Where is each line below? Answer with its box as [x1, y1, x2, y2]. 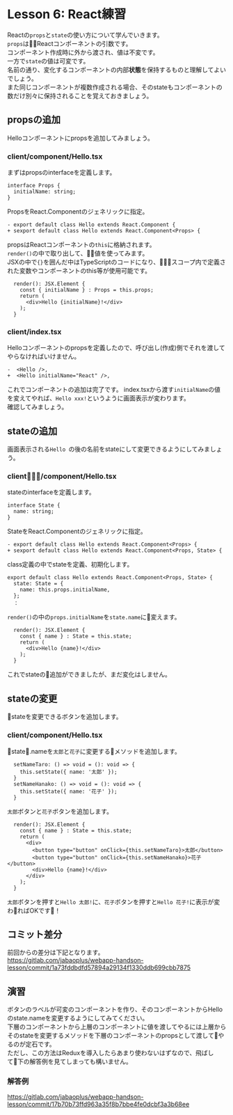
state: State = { [13, 580, 64, 587]
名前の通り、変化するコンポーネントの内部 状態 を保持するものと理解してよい [7, 65, 227, 74]
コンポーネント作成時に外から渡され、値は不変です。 [7, 48, 159, 56]
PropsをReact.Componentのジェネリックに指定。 [7, 207, 149, 216]
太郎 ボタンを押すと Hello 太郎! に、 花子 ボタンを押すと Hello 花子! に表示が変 [7, 897, 220, 906]
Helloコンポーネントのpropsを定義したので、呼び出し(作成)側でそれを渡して [7, 344, 225, 352]
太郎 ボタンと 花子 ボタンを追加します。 [7, 807, 113, 815]
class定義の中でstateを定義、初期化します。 [7, 560, 134, 569]
